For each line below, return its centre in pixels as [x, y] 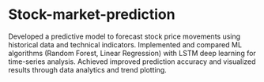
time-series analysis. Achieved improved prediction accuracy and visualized [132, 61]
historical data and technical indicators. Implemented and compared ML [125, 44]
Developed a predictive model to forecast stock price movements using [124, 36]
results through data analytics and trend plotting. [88, 69]
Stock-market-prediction [92, 15]
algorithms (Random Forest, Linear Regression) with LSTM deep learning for [132, 53]
